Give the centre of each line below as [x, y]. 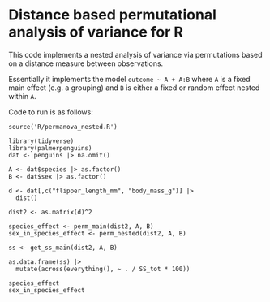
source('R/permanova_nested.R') [63, 127]
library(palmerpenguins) [50, 148]
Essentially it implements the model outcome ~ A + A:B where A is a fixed [129, 79]
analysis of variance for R [96, 32]
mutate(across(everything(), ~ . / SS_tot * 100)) [103, 269]
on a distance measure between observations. [86, 63]
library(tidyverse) [41, 141]
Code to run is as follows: [51, 112]
